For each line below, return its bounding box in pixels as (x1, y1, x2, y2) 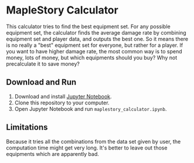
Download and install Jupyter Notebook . (14, 93, 113, 100)
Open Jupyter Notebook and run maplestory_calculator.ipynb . (14, 105, 167, 112)
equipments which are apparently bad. (6, 150, 100, 157)
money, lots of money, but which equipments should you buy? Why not (6, 54, 178, 61)
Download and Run (6, 77, 77, 87)
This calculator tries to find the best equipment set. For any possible (6, 23, 171, 30)
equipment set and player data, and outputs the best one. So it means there (6, 35, 189, 42)
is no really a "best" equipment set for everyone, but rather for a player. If (6, 42, 183, 49)
